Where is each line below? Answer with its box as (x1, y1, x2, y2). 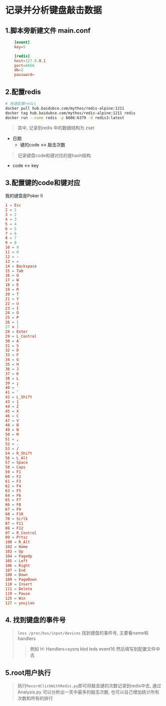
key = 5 (14, 44, 26, 49)
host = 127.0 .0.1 (14, 58, 46, 63)
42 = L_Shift (5, 395, 33, 400)
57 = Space (5, 460, 28, 465)
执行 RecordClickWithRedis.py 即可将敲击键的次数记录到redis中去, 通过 (17, 683, 161, 689)
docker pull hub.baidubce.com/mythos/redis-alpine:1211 (5, 106, 124, 111)
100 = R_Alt (5, 539, 30, 545)
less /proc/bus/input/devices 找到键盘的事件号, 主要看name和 (17, 630, 149, 636)
